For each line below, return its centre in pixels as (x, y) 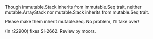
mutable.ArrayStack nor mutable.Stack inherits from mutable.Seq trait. (77, 12)
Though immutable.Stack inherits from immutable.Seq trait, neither (73, 7)
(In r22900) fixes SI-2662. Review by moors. (51, 31)
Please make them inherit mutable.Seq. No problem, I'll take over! (72, 22)
